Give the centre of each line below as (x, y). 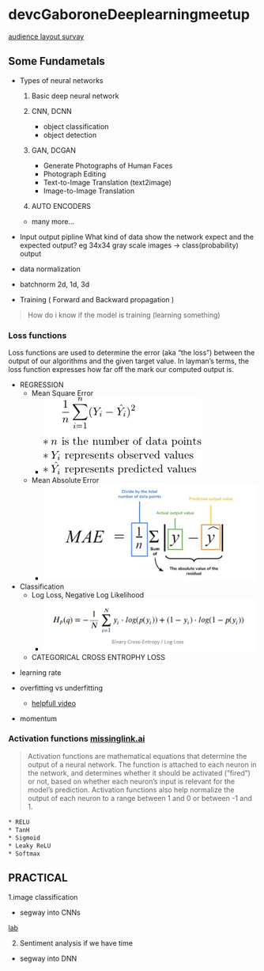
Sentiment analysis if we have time (76, 943)
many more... (53, 221)
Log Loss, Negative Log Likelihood (88, 594)
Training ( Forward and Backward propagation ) (97, 299)
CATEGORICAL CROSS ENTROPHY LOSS (98, 657)
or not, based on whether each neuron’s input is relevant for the (131, 781)
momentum (38, 719)
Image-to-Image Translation (89, 191)
